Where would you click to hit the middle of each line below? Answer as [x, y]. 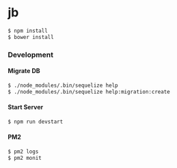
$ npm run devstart [36, 122]
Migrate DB [24, 71]
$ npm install [28, 31]
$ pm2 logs [23, 152]
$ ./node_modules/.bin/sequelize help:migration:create [89, 92]
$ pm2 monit [25, 158]
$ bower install [31, 37]
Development [31, 55]
